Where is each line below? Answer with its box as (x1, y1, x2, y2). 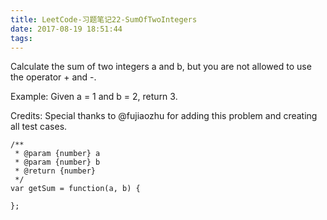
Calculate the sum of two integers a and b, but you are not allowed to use (10, 61, 312, 73)
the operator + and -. (10, 71, 97, 83)
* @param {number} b (14, 157, 101, 168)
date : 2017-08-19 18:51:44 (10, 24, 123, 34)
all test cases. (10, 121, 68, 133)
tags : (10, 33, 33, 43)
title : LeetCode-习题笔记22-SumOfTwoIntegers (10, 14, 198, 25)
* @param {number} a (14, 149, 101, 159)
